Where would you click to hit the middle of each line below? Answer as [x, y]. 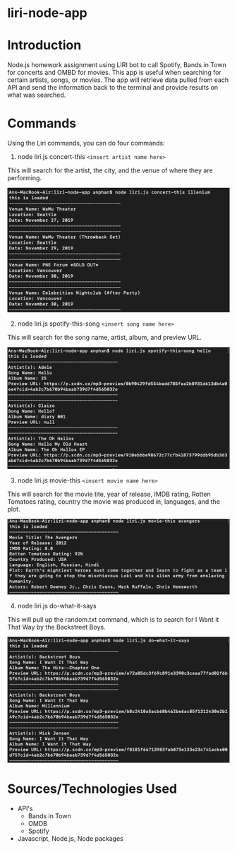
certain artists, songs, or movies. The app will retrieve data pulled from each [118, 80]
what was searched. [37, 95]
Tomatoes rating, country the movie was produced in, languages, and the [114, 502]
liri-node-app [47, 13]
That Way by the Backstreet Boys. [56, 627]
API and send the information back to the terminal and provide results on [113, 88]
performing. [25, 178]
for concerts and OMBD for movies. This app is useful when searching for [115, 73]
